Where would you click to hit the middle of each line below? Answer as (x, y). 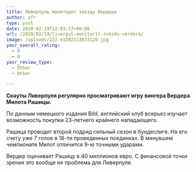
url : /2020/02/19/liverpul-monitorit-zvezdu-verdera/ (75, 34)
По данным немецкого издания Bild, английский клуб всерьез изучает (97, 114)
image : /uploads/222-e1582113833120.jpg (58, 40)
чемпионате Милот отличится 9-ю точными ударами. (75, 144)
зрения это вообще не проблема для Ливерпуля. (69, 162)
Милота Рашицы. (29, 102)
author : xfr (21, 17)
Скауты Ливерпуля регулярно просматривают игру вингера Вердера (98, 96)
